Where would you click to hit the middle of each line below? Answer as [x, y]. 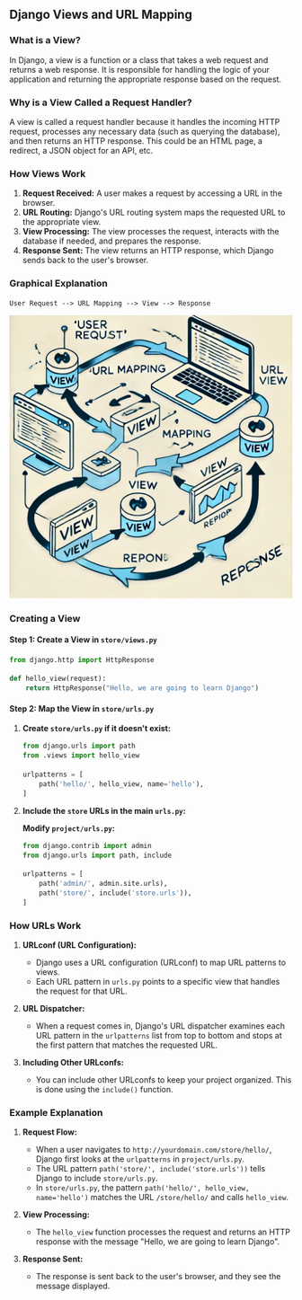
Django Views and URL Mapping [101, 15]
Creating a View [45, 618]
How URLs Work [45, 925]
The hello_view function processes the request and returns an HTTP [163, 1232]
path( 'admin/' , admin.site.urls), [103, 884]
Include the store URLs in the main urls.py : [104, 810]
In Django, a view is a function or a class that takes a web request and [139, 60]
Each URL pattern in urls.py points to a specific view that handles [158, 982]
